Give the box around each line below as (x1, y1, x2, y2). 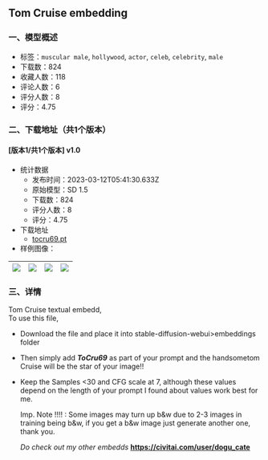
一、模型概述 (8, 32, 59, 43)
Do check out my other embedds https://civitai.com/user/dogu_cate (19, 442, 250, 452)
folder (19, 337, 40, 348)
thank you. (19, 427, 55, 437)
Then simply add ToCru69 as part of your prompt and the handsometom (19, 353, 261, 363)
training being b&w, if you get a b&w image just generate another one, (19, 418, 251, 428)
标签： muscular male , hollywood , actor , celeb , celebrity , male (19, 51, 223, 61)
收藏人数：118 (19, 71, 66, 81)
